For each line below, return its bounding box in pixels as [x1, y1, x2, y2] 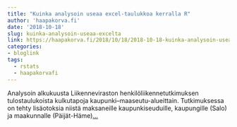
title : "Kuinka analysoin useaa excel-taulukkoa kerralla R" [7, 10, 191, 18]
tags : [7, 56, 23, 64]
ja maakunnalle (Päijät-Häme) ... [7, 111, 99, 120]
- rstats [13, 63, 39, 70]
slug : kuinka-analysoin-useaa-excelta [7, 30, 121, 37]
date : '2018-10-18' [7, 23, 65, 30]
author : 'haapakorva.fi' [7, 17, 80, 24]
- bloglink [7, 50, 39, 57]
